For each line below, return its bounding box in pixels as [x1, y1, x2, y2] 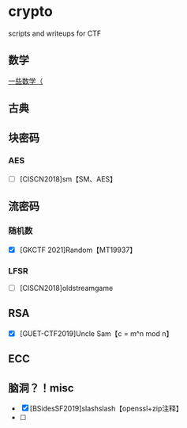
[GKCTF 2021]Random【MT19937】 [19, 245, 137, 254]
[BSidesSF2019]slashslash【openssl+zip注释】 [29, 403, 183, 414]
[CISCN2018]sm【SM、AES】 [19, 174, 117, 184]
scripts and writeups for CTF [8, 29, 102, 38]
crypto [8, 2, 53, 21]
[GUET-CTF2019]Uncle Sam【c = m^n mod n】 [19, 328, 174, 338]
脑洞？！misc [8, 381, 74, 395]
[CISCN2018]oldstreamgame [19, 283, 114, 292]
